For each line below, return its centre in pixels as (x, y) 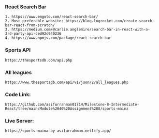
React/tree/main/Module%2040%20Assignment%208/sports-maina (67, 109)
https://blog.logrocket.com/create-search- (110, 21)
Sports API (18, 50)
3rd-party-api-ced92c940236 (33, 34)
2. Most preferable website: (34, 21)
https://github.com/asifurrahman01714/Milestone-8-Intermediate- (72, 105)
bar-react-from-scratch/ (30, 25)
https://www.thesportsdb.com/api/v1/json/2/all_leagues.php (67, 82)
